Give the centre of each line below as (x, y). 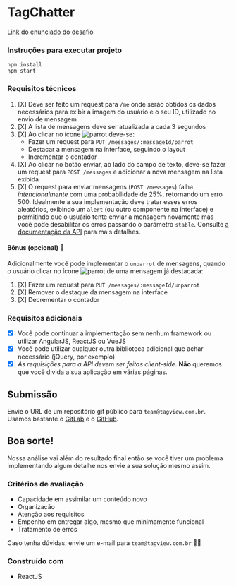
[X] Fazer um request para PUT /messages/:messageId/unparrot (108, 285)
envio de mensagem (47, 119)
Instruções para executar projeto (64, 50)
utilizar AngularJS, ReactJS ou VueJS (72, 341)
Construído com (36, 561)
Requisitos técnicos (42, 89)
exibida (28, 179)
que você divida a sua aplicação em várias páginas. (92, 372)
